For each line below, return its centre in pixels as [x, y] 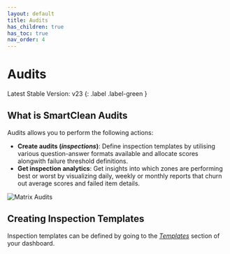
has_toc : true [28, 33]
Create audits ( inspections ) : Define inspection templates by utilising [116, 146]
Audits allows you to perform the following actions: [80, 132]
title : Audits [28, 20]
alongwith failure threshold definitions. [73, 161]
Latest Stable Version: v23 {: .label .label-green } [77, 94]
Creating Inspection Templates [76, 219]
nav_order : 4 [26, 40]
